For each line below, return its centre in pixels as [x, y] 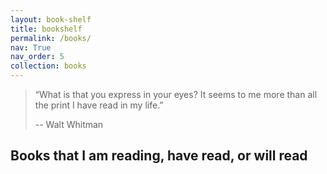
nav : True [31, 47]
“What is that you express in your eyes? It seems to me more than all [176, 94]
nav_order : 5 [37, 57]
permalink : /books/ [51, 38]
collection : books [48, 66]
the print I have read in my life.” [99, 105]
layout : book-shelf [51, 19]
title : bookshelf [46, 29]
